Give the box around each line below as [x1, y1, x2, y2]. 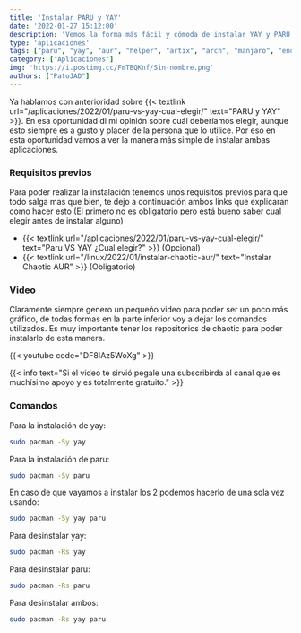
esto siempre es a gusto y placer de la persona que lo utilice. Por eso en [9, 125, 276, 136]
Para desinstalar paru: [9, 564, 91, 575]
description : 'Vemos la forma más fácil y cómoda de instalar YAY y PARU [9, 30, 291, 39]
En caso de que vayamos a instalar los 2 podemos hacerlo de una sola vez [9, 487, 285, 498]
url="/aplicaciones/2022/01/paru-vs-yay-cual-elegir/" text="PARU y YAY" [9, 105, 281, 117]
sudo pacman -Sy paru [9, 470, 90, 480]
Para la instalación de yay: [9, 419, 106, 431]
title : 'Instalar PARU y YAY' [9, 13, 123, 22]
